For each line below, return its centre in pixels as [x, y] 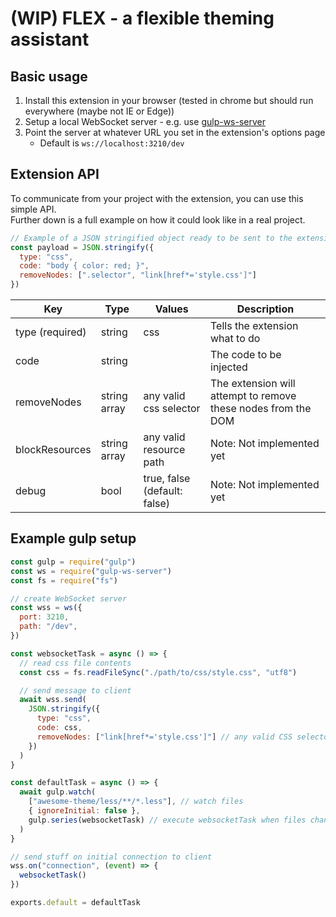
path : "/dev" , [48, 627]
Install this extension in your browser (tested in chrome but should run [169, 100]
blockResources [53, 450]
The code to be [246, 355]
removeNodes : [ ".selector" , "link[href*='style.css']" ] [138, 275]
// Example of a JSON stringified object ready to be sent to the [151, 238]
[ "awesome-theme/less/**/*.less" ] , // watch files [136, 802]
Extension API [55, 174]
